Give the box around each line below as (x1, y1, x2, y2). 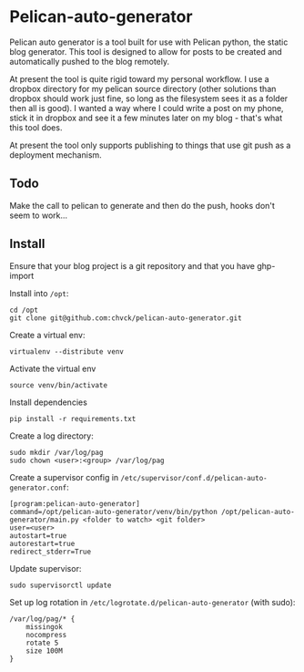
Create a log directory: (9, 430, 94, 441)
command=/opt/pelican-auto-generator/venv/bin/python (9, 507, 218, 516)
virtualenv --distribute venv (9, 346, 125, 357)
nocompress (25, 630, 67, 639)
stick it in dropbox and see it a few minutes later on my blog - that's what (9, 112, 283, 123)
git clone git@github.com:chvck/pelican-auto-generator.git (9, 313, 243, 323)
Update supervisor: (9, 563, 82, 574)
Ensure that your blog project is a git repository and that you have (9, 260, 256, 271)
